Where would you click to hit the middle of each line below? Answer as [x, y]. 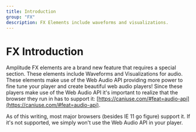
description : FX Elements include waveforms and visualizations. [87, 22]
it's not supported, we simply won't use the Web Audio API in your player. [94, 123]
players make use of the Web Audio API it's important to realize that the [92, 93]
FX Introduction [45, 51]
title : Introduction [31, 11]
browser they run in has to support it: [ [52, 99]
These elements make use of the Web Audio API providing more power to [94, 80]
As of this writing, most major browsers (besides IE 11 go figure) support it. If [98, 116]
